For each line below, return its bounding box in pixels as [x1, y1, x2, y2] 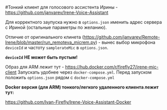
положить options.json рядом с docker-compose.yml [5, 75, 115, 80]
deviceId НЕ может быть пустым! [5, 54, 78, 60]
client [5, 69, 16, 75]
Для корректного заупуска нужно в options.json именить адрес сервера [5, 19, 162, 25]
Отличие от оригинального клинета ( [5, 34, 84, 40]
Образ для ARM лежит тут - [5, 64, 64, 70]
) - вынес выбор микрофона [95, 39, 156, 45]
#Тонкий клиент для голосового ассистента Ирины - [5, 4, 118, 10]
